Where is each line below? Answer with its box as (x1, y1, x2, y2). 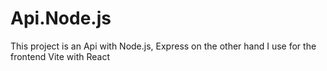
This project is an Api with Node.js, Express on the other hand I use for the (10, 40, 317, 52)
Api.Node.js (10, 7, 112, 30)
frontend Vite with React (10, 50, 111, 62)
